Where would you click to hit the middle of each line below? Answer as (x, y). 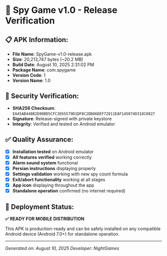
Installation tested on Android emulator (53, 152)
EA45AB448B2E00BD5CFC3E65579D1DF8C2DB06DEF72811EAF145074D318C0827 (83, 114)
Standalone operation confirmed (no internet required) (69, 191)
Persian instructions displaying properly (54, 168)
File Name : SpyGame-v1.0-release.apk (52, 54)
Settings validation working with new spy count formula (70, 174)
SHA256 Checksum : (34, 108)
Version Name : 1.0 (31, 81)
